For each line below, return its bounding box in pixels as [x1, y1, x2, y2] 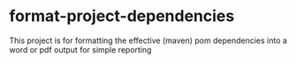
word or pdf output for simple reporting [9, 44, 152, 54]
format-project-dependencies [9, 6, 235, 26]
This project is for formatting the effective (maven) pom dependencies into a [9, 35, 287, 46]
